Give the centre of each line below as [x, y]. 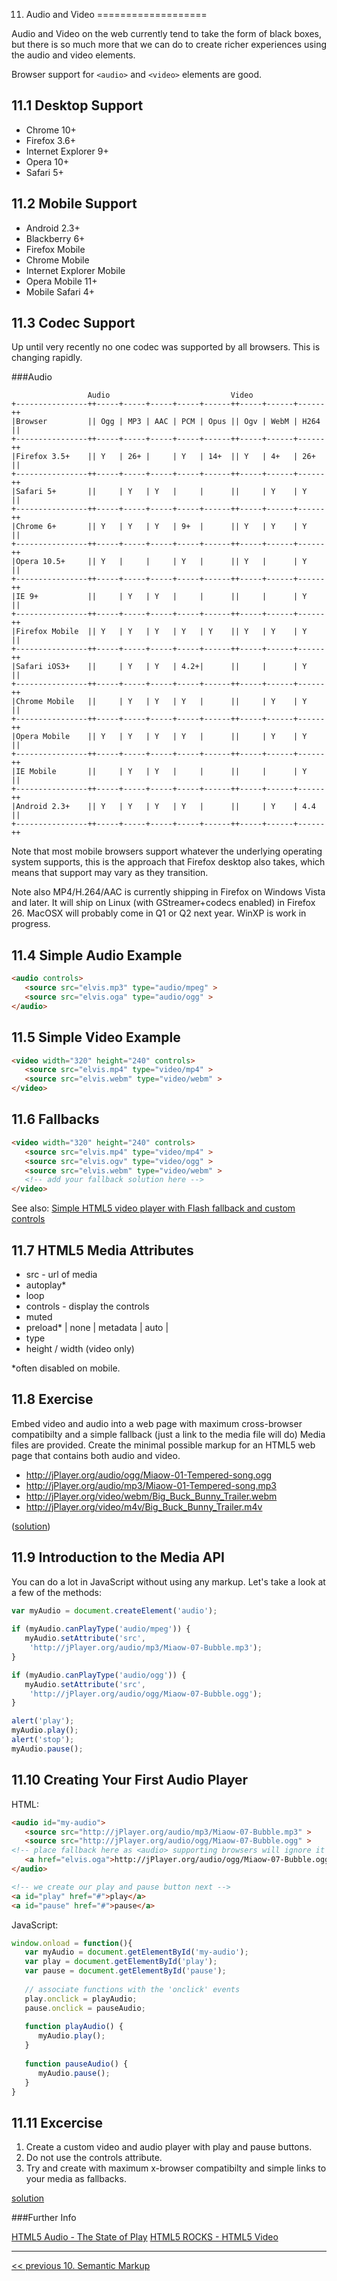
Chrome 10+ [51, 130]
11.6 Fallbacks [55, 1119]
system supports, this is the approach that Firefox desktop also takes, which [168, 862]
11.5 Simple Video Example [96, 1037]
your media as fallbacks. [76, 2179]
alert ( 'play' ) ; [43, 1721]
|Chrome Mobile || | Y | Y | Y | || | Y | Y [159, 702]
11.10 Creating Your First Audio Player [130, 1780]
